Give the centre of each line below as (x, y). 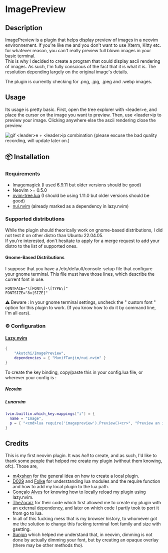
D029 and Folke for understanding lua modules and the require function (86, 481)
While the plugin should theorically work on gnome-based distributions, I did (84, 230)
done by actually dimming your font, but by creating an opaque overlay (85, 540)
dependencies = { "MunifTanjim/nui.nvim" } (60, 358)
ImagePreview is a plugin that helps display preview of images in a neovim (82, 40)
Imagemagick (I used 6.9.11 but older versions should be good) (77, 185)
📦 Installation (27, 157)
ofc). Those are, (22, 466)
